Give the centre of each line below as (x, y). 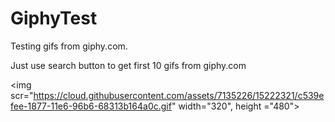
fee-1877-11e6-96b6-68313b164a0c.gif (91, 106)
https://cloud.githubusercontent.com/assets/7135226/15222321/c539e (179, 95)
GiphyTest (54, 18)
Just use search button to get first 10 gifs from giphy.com (128, 65)
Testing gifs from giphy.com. (69, 46)
